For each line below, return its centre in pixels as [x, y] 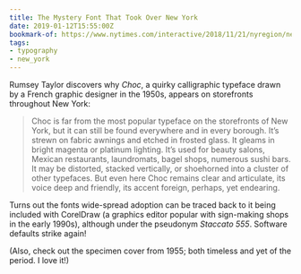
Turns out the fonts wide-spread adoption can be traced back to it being [142, 205]
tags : [19, 43]
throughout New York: [50, 103]
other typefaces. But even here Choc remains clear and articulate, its [158, 178]
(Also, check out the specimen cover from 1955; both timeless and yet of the [150, 251]
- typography [34, 51]
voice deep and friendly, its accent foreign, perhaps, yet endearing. [155, 188]
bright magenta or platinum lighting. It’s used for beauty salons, [148, 150]
